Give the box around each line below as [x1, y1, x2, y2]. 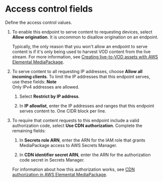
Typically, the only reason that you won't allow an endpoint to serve [12, 43, 147, 49]
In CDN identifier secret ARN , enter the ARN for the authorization [19, 152, 151, 158]
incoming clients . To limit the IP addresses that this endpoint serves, [12, 73, 150, 79]
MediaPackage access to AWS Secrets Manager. [19, 142, 118, 148]
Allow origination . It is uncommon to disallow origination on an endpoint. [12, 34, 159, 40]
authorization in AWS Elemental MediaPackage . [12, 171, 108, 177]
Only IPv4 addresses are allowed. [12, 84, 79, 90]
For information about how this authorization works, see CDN [12, 166, 135, 172]
